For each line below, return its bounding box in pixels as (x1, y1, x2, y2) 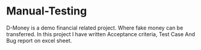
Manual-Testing (6, 4, 87, 18)
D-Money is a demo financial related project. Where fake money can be (6, 24, 184, 31)
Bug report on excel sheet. (6, 37, 72, 44)
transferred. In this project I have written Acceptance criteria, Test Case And (6, 30, 196, 37)
